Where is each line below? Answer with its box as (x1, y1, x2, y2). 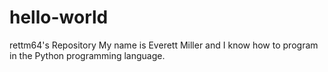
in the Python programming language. (9, 49, 166, 61)
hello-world (9, 6, 109, 29)
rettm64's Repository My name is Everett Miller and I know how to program (9, 39, 319, 51)
